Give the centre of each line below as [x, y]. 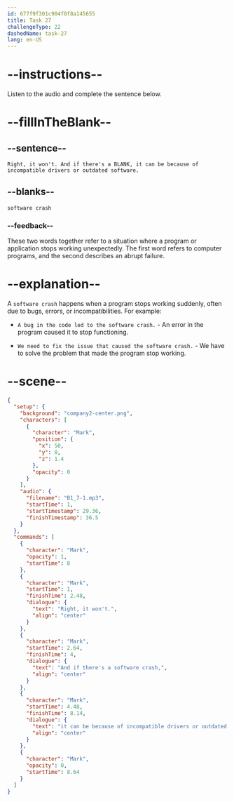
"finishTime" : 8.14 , [56, 714]
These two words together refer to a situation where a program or [102, 241]
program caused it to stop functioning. [73, 332]
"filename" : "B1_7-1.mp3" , [65, 498]
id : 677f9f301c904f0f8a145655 [51, 14]
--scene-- [37, 381]
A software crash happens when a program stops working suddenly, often [115, 304]
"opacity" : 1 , [47, 557]
